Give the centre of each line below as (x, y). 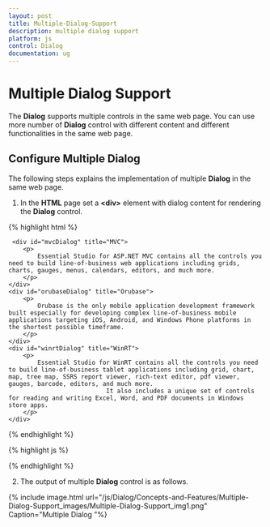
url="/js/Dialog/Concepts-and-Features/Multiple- (167, 497)
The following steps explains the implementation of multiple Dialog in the (130, 178)
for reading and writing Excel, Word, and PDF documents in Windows (126, 398)
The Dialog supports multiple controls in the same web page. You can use (132, 116)
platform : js (30, 39)
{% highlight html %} (43, 227)
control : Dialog (36, 46)
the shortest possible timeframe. (67, 327)
